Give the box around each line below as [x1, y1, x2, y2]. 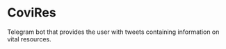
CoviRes [7, 5, 57, 21]
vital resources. [7, 35, 51, 43]
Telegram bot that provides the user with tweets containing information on [7, 28, 220, 36]
